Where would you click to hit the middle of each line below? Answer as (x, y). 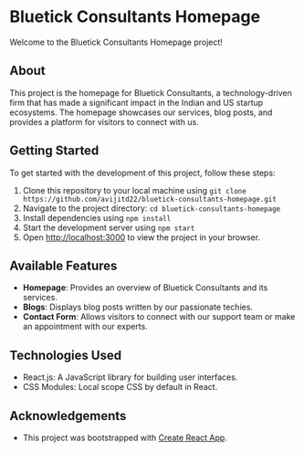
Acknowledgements (68, 416)
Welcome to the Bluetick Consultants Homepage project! (116, 42)
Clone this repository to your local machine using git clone (134, 190)
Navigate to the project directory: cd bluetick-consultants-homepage (152, 208)
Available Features (63, 265)
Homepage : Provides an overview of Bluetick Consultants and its (145, 288)
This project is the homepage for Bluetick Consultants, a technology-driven (151, 92)
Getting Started (54, 151)
